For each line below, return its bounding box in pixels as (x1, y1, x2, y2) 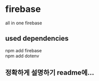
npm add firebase (5, 47, 42, 53)
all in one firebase (5, 20, 42, 26)
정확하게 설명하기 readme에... (5, 69, 94, 77)
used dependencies (5, 34, 69, 43)
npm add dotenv (5, 53, 39, 59)
